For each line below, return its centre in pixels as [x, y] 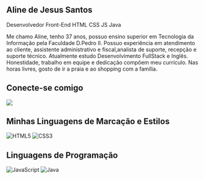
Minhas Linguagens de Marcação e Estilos [88, 121]
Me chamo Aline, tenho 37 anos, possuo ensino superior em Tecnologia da [100, 37]
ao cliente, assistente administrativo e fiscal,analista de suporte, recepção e [101, 49]
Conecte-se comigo [45, 88]
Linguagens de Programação [62, 155]
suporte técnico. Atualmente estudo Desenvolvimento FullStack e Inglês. [97, 56]
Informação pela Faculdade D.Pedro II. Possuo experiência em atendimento [101, 43]
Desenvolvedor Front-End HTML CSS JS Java [64, 24]
